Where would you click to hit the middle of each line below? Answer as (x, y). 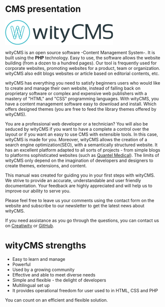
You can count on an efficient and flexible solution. (57, 300)
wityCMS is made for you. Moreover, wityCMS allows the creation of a (76, 139)
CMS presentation (43, 9)
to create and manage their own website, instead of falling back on (73, 88)
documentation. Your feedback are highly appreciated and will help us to (79, 185)
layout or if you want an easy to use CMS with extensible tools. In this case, (82, 134)
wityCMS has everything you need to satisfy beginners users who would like (83, 83)
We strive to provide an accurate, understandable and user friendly (73, 180)
